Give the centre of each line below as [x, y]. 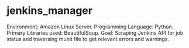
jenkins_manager [50, 11]
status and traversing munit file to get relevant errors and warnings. [88, 39]
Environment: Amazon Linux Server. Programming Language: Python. [90, 27]
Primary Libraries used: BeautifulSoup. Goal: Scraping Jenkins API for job [95, 32]
